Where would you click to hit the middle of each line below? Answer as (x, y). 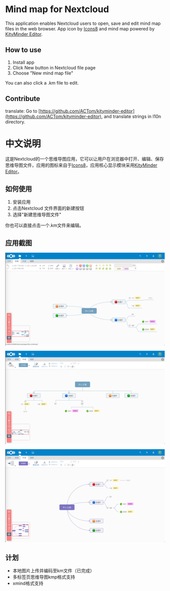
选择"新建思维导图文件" (37, 215)
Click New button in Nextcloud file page (54, 67)
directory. (15, 122)
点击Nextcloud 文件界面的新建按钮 (48, 208)
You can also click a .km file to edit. (42, 83)
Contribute (23, 99)
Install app (23, 62)
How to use (23, 50)
